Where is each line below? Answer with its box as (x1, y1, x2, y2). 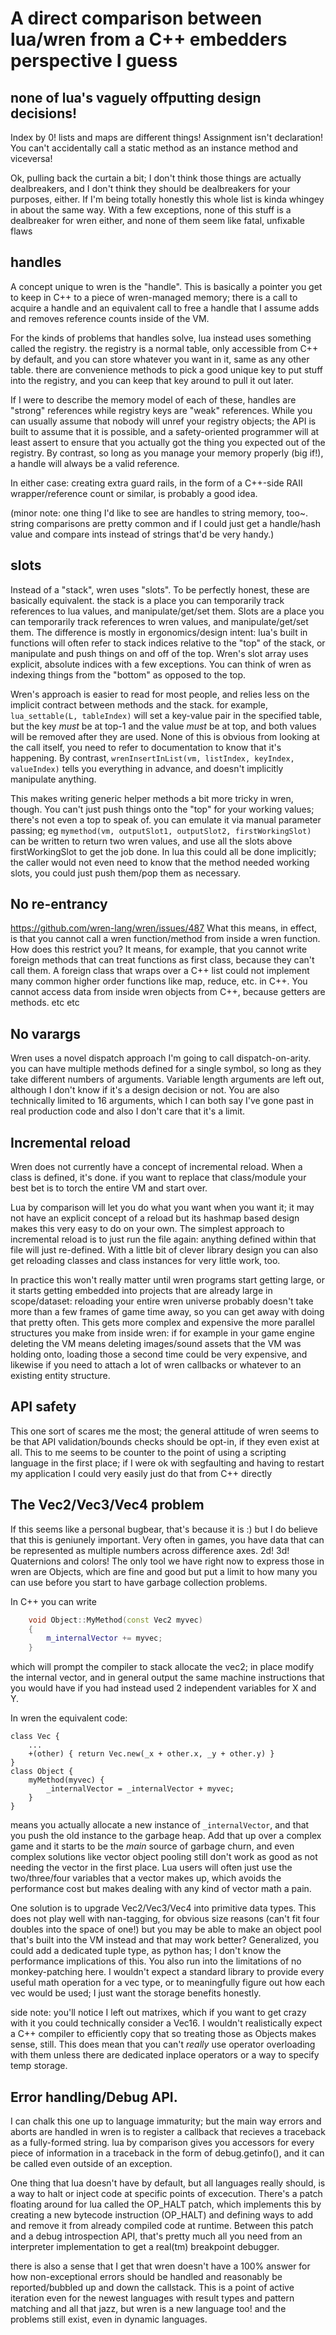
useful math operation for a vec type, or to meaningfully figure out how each (10, 1977, 326, 1989)
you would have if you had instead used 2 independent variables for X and (10, 1682, 317, 1694)
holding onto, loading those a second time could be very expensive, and (10, 1348, 308, 1361)
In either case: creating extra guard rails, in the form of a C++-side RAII (10, 477, 303, 489)
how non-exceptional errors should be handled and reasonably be (10, 2271, 283, 2282)
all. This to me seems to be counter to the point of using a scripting (10, 1446, 287, 1458)
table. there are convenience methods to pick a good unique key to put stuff (10, 363, 323, 376)
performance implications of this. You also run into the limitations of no (10, 1955, 302, 1967)
